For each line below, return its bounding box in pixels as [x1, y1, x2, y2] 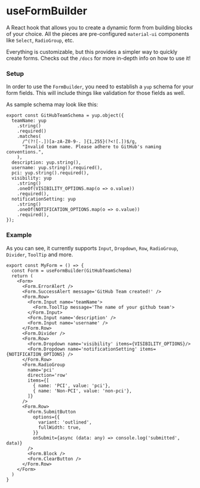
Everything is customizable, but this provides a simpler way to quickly [6, 48, 178, 55]
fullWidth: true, [38, 424, 82, 431]
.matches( [17, 133, 42, 140]
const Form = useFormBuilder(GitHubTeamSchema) [11, 268, 133, 274]
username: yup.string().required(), [11, 165, 103, 171]
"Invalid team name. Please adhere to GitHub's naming [21, 144, 162, 150]
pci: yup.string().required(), [11, 170, 90, 176]
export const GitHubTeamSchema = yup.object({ [6, 112, 124, 119]
